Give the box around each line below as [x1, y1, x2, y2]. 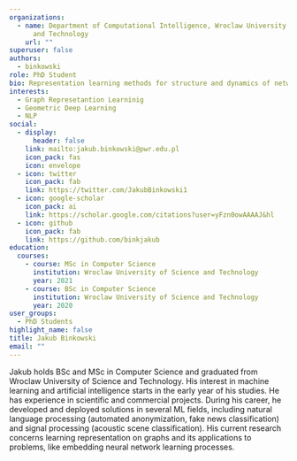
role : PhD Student [9, 71, 77, 80]
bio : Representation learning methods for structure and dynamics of [9, 79, 271, 88]
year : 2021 [32, 276, 73, 285]
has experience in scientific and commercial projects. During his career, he [9, 395, 282, 405]
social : [9, 120, 38, 129]
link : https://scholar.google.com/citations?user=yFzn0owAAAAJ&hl [25, 210, 275, 219]
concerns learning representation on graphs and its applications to [9, 432, 252, 442]
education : [9, 243, 49, 252]
